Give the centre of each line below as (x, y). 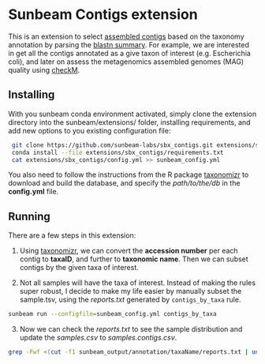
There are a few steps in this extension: (72, 235)
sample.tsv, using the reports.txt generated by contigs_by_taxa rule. (130, 300)
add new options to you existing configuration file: (90, 130)
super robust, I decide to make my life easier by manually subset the (131, 291)
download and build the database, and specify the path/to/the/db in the (124, 183)
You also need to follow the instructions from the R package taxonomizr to (129, 174)
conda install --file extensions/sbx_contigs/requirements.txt (118, 152)
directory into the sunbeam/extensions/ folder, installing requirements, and (129, 122)
